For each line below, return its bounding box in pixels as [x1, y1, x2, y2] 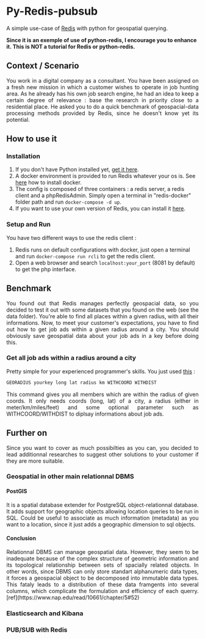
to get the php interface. [15, 265, 76, 273]
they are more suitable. [6, 457, 65, 465]
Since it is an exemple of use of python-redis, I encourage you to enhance [6, 36, 197, 43]
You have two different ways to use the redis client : [6, 234, 137, 241]
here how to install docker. [15, 179, 82, 186]
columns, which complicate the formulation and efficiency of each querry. [6, 587, 199, 594]
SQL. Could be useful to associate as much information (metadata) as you [6, 514, 199, 521]
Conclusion [6, 534, 37, 542]
